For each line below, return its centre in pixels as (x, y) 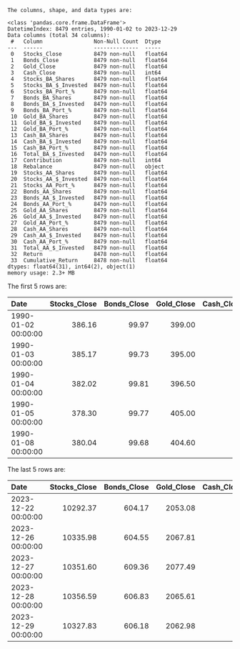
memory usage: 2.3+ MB (41, 273)
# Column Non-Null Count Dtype (86, 41)
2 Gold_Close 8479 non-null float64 (89, 66)
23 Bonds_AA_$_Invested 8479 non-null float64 (89, 198)
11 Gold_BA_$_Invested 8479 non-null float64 (89, 123)
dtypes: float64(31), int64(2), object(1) (71, 267)
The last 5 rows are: (36, 469)
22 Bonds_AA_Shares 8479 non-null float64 (89, 192)
